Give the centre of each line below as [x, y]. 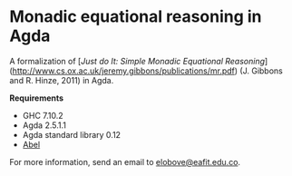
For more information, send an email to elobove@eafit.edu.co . [125, 161]
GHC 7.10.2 [43, 115]
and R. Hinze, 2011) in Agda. [62, 80]
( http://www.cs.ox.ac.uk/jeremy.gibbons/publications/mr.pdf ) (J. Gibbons [146, 71]
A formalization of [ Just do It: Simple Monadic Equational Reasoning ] [139, 61]
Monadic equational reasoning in [136, 17]
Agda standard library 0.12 [71, 134]
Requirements [37, 98]
